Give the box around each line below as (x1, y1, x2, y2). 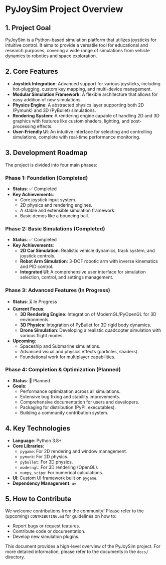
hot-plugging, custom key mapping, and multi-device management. (12, 86, 152, 92)
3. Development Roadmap (5, 149, 88, 157)
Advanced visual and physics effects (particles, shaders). (20, 348, 139, 354)
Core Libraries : (12, 443, 44, 449)
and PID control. (20, 263, 54, 269)
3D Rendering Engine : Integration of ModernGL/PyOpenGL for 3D (20, 311, 156, 317)
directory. (5, 554, 25, 560)
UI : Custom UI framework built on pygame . (12, 475, 98, 481)
